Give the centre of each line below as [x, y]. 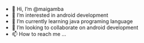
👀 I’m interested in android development [60, 15]
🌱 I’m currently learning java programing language [72, 21]
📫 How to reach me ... [39, 34]
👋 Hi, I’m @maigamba [38, 9]
